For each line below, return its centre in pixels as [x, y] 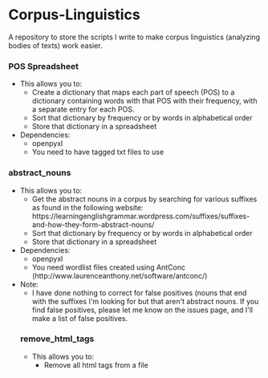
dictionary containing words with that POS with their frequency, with [144, 101]
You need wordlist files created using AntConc [109, 267]
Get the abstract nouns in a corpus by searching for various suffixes [144, 199]
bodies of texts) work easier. [55, 45]
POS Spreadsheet [43, 66]
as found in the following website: [87, 207]
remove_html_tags [57, 339]
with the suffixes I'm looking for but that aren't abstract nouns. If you [145, 301]
